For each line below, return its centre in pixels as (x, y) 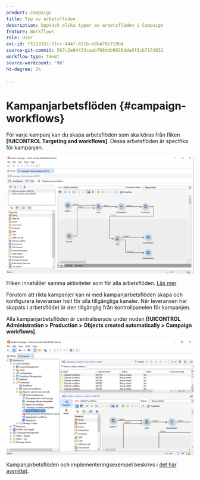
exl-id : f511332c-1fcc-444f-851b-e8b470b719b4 (65, 44)
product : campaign (29, 13)
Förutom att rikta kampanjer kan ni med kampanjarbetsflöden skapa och (95, 295)
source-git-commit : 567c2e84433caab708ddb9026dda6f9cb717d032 (85, 51)
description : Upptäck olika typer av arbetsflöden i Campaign (85, 25)
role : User (20, 38)
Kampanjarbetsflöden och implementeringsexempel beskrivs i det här (91, 464)
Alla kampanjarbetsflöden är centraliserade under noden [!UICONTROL (93, 318)
